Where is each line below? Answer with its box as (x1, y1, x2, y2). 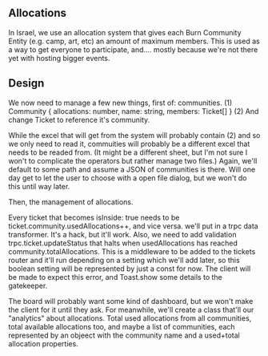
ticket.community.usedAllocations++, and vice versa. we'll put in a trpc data (8, 220, 258, 231)
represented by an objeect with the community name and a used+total (8, 330, 240, 340)
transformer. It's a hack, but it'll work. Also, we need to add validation (8, 229, 237, 239)
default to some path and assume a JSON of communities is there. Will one (8, 164, 256, 174)
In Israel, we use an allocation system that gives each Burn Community (8, 27, 242, 37)
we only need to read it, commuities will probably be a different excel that (8, 139, 250, 148)
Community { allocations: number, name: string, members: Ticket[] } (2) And (8, 106, 259, 115)
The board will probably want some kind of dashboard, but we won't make (8, 296, 254, 305)
